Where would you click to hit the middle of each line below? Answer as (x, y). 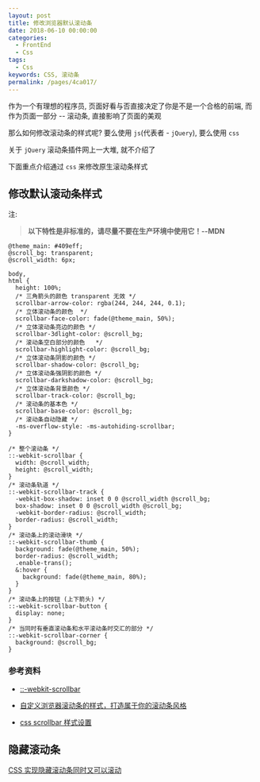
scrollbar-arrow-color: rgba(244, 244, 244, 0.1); (101, 304)
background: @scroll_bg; (56, 643)
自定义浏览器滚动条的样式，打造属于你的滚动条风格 (103, 705)
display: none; (40, 614)
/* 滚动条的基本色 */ (47, 405)
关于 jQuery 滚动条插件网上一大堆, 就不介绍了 (82, 149)
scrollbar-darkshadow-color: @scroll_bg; (85, 381)
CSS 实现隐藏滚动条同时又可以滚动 (65, 770)
